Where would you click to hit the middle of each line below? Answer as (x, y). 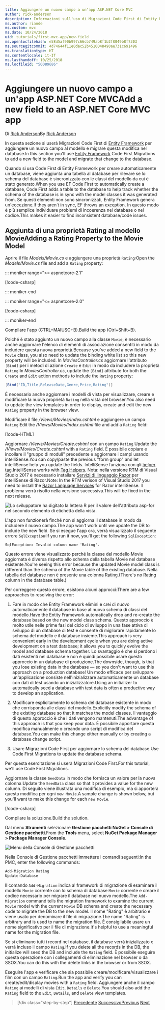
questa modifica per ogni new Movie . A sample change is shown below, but (80, 793)
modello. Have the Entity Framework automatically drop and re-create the (86, 615)
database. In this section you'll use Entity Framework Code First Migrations (80, 154)
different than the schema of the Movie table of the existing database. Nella (82, 569)
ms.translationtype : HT (29, 51)
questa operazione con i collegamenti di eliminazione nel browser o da (77, 957)
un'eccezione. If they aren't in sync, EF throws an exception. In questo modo (82, 205)
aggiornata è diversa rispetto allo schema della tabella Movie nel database (80, 559)
